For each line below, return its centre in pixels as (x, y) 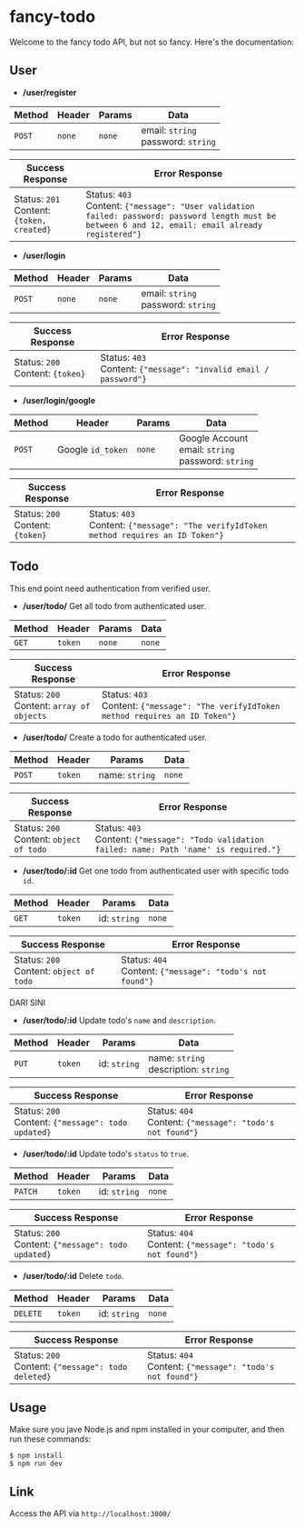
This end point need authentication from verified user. (110, 588)
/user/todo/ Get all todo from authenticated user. (114, 605)
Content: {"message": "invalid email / (184, 368)
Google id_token (93, 449)
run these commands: (50, 1439)
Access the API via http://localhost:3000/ (90, 1513)
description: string (189, 1069)
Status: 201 (37, 199)
